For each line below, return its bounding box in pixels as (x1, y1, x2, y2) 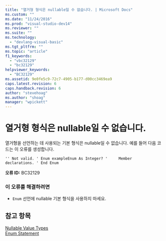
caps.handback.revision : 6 (5, 85, 61, 91)
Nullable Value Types (5, 225, 49, 231)
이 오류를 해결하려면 (5, 183, 50, 190)
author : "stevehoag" (5, 90, 48, 95)
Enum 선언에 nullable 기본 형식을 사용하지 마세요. (12, 196, 106, 202)
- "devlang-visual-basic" (9, 40, 64, 45)
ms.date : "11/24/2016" (5, 16, 52, 21)
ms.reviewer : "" (5, 26, 39, 31)
